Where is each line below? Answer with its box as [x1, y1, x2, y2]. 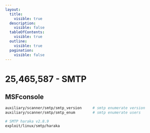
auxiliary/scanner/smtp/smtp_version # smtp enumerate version [5, 106, 146, 111]
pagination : [9, 48, 34, 53]
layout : [5, 7, 21, 12]
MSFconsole [5, 93, 44, 101]
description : [9, 20, 36, 26]
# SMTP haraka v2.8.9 [5, 119, 49, 124]
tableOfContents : [9, 30, 45, 35]
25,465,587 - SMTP [5, 74, 87, 84]
